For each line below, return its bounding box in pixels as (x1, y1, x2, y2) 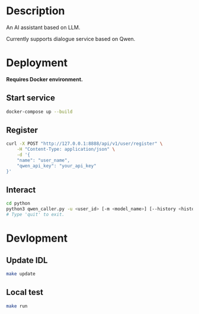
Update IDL (6, 255, 48, 265)
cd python (6, 201, 31, 207)
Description (6, 4, 65, 18)
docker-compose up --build (6, 109, 73, 115)
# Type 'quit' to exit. (6, 212, 65, 218)
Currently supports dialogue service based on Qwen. (6, 35, 136, 42)
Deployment (6, 56, 68, 69)
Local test (6, 287, 43, 297)
